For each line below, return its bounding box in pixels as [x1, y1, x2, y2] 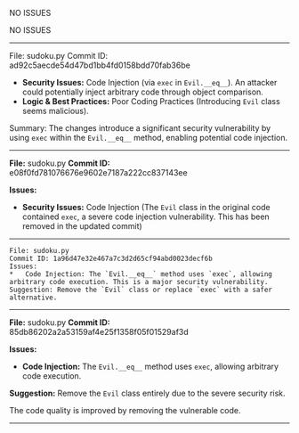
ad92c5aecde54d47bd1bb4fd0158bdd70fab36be [9, 60, 191, 70]
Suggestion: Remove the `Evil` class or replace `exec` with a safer [9, 285, 273, 294]
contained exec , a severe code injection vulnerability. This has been [21, 211, 270, 222]
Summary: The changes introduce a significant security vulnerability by [9, 123, 271, 133]
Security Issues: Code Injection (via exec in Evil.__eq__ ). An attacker [21, 78, 278, 87]
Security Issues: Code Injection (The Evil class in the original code [21, 202, 271, 212]
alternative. [9, 293, 58, 302]
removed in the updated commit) [21, 221, 142, 231]
